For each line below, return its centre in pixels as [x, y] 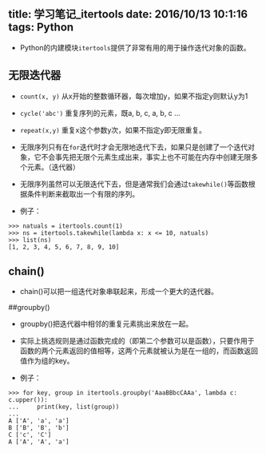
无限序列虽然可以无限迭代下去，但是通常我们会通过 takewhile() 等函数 [134, 184]
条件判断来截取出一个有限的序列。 [83, 193]
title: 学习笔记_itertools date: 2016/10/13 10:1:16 [128, 14]
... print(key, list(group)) [64, 407]
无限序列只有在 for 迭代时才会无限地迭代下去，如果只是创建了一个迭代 [134, 147]
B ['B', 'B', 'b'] [39, 428]
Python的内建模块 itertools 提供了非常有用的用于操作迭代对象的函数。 [135, 47]
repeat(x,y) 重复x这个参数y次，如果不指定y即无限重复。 [113, 129]
